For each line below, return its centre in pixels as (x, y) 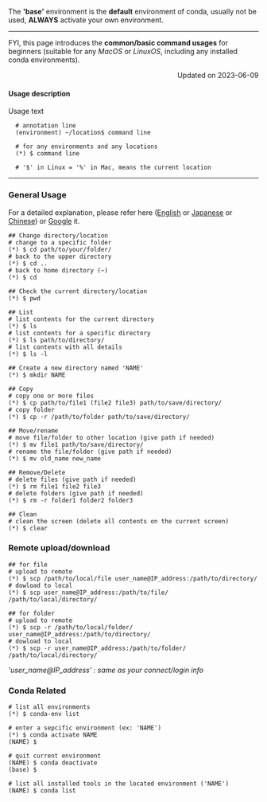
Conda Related (37, 691)
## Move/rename (33, 430)
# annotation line (46, 126)
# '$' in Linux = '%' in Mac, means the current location (114, 168)
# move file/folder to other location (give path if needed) (112, 437)
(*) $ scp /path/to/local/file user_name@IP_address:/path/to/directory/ (133, 578)
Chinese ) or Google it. (44, 221)
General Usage (37, 195)
